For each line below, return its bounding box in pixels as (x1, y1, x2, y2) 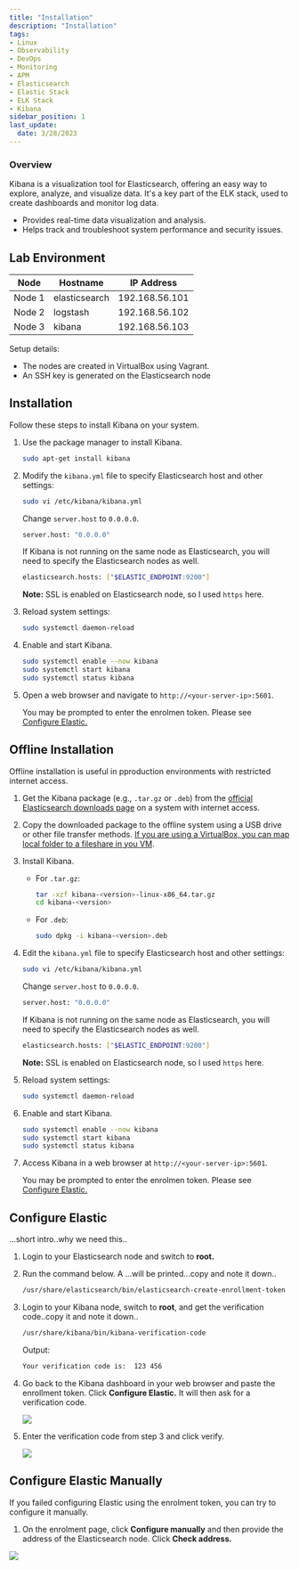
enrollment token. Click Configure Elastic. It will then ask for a (21, 1387, 251, 1398)
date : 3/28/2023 (17, 129, 77, 138)
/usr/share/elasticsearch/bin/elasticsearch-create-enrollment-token (21, 1286, 287, 1295)
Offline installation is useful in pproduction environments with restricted (9, 765, 271, 776)
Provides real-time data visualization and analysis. (21, 215, 206, 225)
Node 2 (13, 306, 45, 318)
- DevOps (9, 54, 42, 63)
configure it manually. (9, 1507, 89, 1517)
